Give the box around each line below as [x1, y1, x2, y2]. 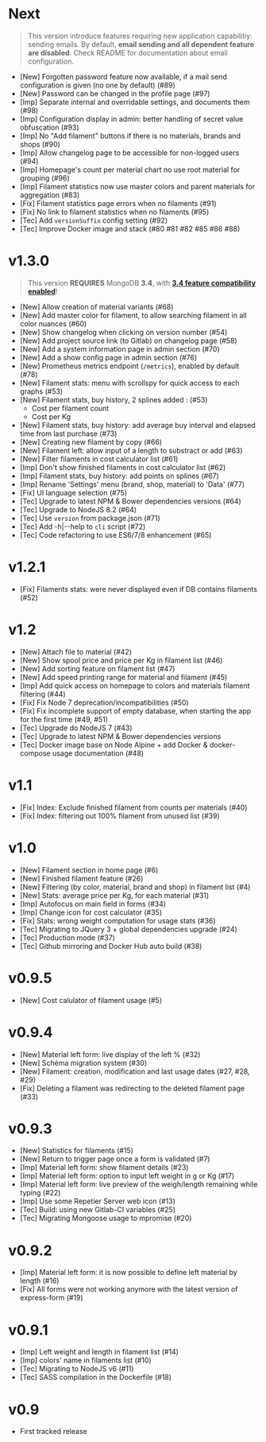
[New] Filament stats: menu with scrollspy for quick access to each [19, 378, 240, 387]
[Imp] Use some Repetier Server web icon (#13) [19, 1196, 176, 1206]
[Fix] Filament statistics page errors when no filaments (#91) [19, 198, 217, 208]
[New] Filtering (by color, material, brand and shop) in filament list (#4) [19, 882, 251, 892]
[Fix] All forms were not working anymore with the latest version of [19, 1285, 238, 1294]
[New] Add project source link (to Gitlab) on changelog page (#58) [19, 336, 237, 345]
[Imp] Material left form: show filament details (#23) [19, 1163, 189, 1172]
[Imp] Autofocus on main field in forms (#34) [19, 899, 167, 908]
